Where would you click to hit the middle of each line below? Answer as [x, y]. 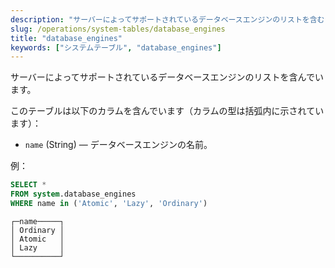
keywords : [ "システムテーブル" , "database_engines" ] [116, 47]
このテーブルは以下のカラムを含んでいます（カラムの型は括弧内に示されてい [167, 111]
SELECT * [28, 185]
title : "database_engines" [66, 38]
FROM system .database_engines [73, 194]
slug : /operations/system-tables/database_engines [118, 29]
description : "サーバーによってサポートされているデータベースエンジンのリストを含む [167, 19]
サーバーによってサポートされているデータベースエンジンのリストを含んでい [167, 77]
